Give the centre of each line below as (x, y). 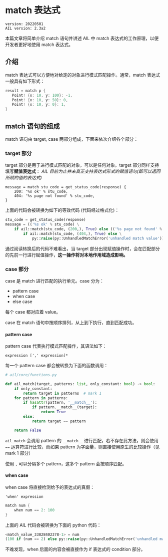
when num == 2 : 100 (34, 510)
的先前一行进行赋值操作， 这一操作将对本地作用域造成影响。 (66, 255)
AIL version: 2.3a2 (25, 28)
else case (22, 302)
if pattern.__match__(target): (64, 407)
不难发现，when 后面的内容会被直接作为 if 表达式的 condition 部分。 (75, 549)
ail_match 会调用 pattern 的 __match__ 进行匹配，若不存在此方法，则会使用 (82, 440)
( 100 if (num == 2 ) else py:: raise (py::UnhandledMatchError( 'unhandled (81, 539)
